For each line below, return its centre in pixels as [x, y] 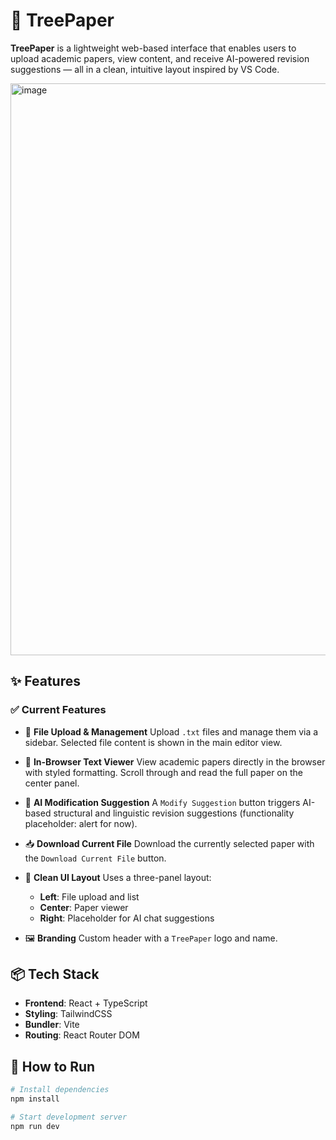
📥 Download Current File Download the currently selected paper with [169, 843]
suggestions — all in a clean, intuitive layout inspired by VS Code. [145, 69]
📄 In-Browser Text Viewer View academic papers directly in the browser [175, 761]
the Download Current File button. [95, 858]
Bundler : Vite [52, 1025]
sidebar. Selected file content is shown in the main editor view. [153, 742]
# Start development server [69, 1117]
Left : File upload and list [89, 896]
